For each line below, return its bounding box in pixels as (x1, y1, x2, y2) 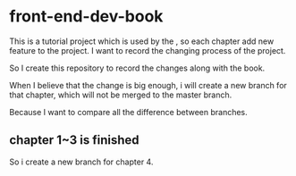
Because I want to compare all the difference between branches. (9, 106, 248, 117)
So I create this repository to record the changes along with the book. (9, 63, 266, 73)
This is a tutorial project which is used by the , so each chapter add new (9, 36, 275, 46)
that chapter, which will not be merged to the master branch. (9, 89, 233, 100)
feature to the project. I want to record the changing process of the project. (9, 45, 286, 55)
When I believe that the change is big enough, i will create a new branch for (9, 80, 288, 90)
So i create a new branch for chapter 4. (9, 156, 154, 167)
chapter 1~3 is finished (9, 132, 140, 148)
